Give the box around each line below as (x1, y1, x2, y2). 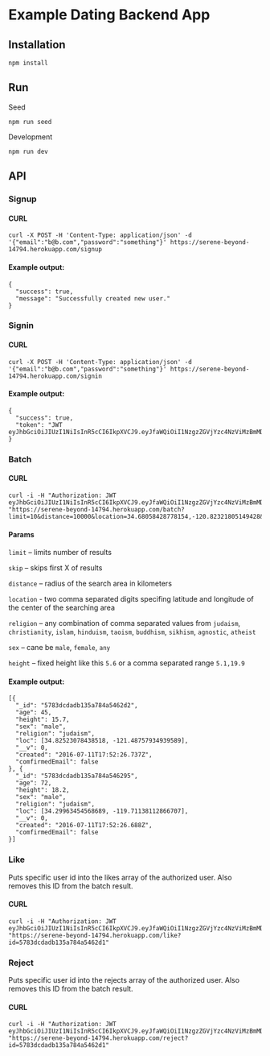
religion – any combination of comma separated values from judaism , (8, 619, 241, 628)
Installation (8, 38, 66, 52)
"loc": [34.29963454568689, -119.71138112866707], (15, 807, 189, 815)
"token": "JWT (15, 420, 63, 429)
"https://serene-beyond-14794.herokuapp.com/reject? (8, 1034, 189, 1042)
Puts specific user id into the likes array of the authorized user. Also (8, 872, 232, 882)
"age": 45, (15, 709, 52, 717)
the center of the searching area (8, 603, 115, 613)
